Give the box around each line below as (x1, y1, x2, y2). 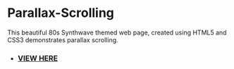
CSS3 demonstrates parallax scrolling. (7, 35, 118, 44)
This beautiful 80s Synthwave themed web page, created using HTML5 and (7, 28, 227, 37)
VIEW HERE (17, 53, 58, 63)
